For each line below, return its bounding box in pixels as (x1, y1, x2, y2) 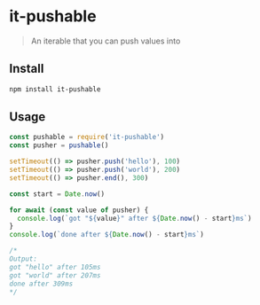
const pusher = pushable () (9, 141, 109, 150)
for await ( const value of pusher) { (9, 206, 149, 215)
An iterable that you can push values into (30, 35, 181, 46)
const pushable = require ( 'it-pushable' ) (9, 133, 165, 142)
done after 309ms (9, 279, 74, 288)
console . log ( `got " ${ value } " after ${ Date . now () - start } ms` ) (17, 214, 252, 223)
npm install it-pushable (9, 84, 101, 94)
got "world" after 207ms (9, 270, 101, 280)
